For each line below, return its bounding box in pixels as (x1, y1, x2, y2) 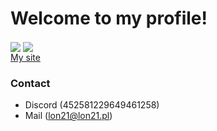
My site (10, 52, 41, 64)
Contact (10, 77, 51, 91)
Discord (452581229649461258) (24, 99, 160, 111)
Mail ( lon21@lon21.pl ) (24, 110, 113, 122)
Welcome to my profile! (10, 7, 208, 30)
